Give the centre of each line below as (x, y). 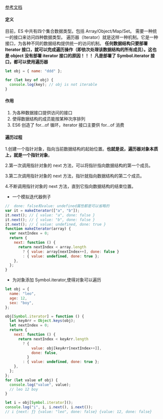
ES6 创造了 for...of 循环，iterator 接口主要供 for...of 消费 (68, 125)
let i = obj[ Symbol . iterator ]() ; (39, 403)
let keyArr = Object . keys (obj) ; (43, 321)
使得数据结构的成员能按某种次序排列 (49, 119)
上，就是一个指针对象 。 (29, 155)
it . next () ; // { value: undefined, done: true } (56, 224)
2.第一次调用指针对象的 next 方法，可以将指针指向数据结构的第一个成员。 (79, 165)
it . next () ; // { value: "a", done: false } (50, 215)
